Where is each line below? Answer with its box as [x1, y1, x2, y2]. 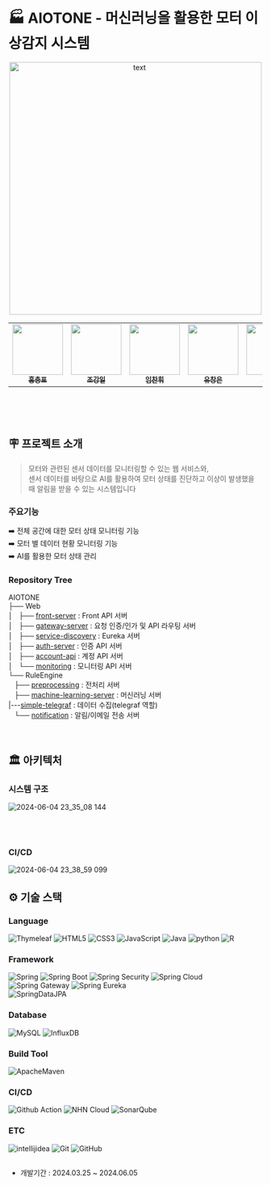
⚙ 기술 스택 [8, 890, 63, 904]
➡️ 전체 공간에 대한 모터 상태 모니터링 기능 [8, 526, 140, 536]
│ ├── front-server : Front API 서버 [8, 611, 128, 621]
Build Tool [8, 1048, 48, 1059]
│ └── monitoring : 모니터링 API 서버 [8, 661, 132, 671]
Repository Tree [8, 574, 73, 585]
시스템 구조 [8, 783, 49, 795]
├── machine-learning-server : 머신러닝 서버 [14, 690, 162, 700]
